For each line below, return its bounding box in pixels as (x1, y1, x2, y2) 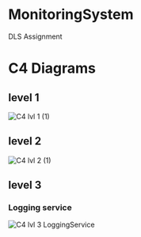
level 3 (8, 179, 42, 192)
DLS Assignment (8, 32, 63, 41)
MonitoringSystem (8, 6, 134, 24)
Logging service (8, 202, 73, 213)
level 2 (8, 134, 42, 148)
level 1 (8, 91, 40, 104)
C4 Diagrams (8, 59, 97, 77)
